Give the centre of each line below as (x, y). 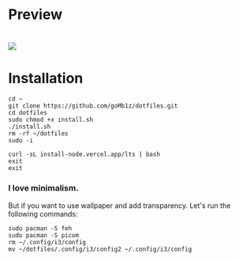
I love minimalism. (43, 188)
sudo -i (21, 141)
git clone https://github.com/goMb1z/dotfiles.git (93, 106)
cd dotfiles (28, 113)
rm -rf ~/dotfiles (38, 134)
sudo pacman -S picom (44, 235)
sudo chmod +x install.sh (50, 120)
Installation (46, 78)
